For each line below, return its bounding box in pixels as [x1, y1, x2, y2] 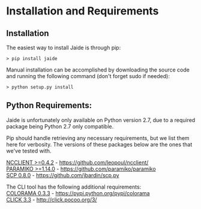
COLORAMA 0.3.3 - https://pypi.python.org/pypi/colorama [6, 189, 150, 196]
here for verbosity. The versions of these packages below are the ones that [6, 141, 193, 148]
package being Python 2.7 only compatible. [6, 123, 114, 130]
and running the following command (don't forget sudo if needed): [6, 73, 170, 79]
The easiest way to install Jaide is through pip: [6, 44, 121, 51]
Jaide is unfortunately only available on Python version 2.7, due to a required [6, 116, 196, 124]
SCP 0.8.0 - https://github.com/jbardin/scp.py [6, 171, 119, 178]
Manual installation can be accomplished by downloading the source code [6, 66, 190, 73]
